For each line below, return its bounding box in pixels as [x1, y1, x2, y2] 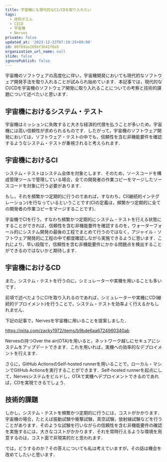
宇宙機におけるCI [5, 156, 58, 164]
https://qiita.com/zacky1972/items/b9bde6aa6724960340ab [5, 327, 130, 333]
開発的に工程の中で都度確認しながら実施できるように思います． [26, 235, 158, 241]
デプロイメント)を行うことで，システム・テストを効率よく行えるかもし [13, 301, 160, 307]
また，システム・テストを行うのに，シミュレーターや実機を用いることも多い [5, 278, 162, 284]
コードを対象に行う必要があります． [9, 182, 84, 188]
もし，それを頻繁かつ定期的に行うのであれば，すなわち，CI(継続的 [5, 193, 142, 199]
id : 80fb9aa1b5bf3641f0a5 [5, 44, 59, 49]
